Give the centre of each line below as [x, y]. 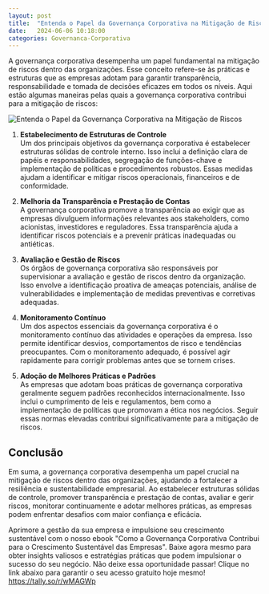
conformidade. [44, 186]
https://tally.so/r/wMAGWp [52, 581]
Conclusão [36, 452]
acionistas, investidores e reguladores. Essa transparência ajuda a [129, 227]
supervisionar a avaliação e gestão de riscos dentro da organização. [133, 277]
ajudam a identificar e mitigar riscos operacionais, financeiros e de [130, 177]
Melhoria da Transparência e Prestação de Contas [105, 201]
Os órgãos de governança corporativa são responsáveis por [119, 268]
